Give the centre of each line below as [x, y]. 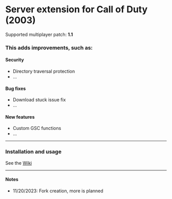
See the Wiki [19, 163]
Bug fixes [16, 89]
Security [15, 60]
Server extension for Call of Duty [77, 9]
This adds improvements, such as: [49, 48]
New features [20, 117]
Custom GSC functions [37, 128]
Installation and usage [34, 152]
